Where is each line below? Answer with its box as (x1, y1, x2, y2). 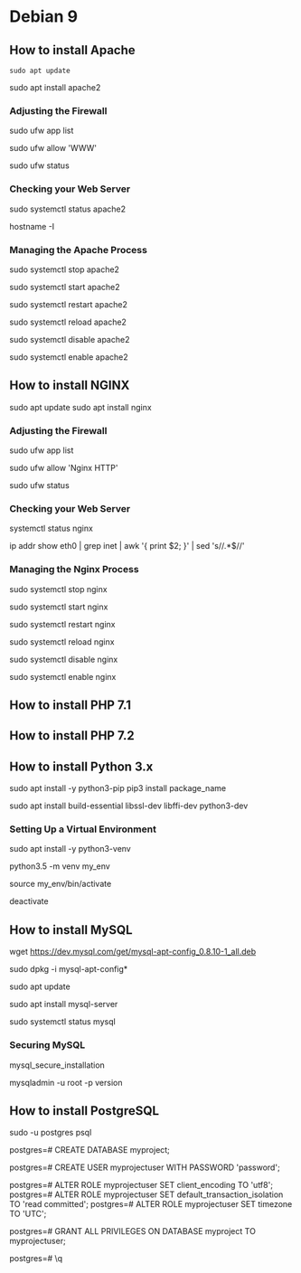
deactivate (9, 896, 49, 907)
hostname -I (9, 221, 55, 231)
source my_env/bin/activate (9, 879, 112, 890)
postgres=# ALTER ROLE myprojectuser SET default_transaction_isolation (9, 1189, 284, 1200)
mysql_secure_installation (9, 1060, 106, 1070)
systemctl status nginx (9, 523, 93, 534)
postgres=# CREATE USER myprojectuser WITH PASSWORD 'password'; (9, 1162, 280, 1173)
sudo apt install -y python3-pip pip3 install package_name (9, 783, 227, 794)
